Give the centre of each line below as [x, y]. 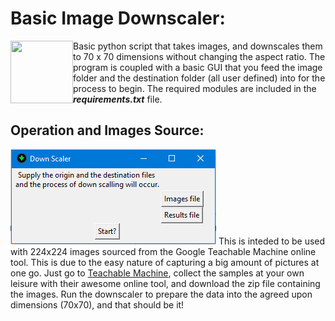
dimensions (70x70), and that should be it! [97, 304]
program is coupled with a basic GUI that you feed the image [198, 67]
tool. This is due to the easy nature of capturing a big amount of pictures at [165, 262]
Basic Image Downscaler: [118, 18]
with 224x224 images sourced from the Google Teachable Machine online [163, 251]
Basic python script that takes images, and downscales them [198, 46]
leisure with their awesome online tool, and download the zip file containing [165, 283]
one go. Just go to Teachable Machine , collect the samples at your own [157, 273]
